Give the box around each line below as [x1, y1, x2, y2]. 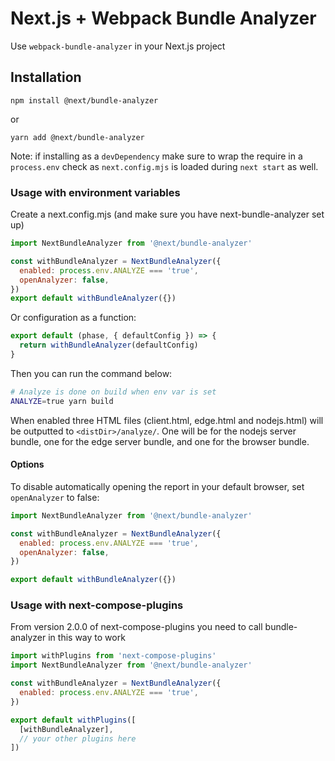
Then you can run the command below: [10, 367, 173, 379]
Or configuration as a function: [10, 312, 137, 324]
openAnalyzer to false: [10, 491, 100, 503]
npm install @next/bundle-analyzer [10, 95, 159, 106]
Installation [10, 69, 82, 86]
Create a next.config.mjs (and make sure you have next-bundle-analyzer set [10, 208, 325, 221]
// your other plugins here [19, 733, 137, 744]
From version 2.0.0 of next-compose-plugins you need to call [10, 621, 263, 633]
